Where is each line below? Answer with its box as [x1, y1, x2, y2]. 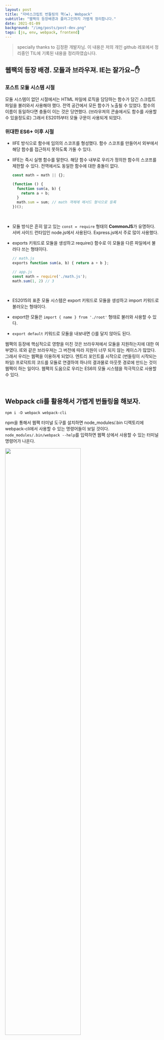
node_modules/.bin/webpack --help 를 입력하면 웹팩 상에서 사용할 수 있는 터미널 [5, 432, 159, 438]
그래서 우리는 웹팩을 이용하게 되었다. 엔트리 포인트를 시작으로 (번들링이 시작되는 [5, 353, 157, 359]
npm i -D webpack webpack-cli [5, 411, 67, 416]
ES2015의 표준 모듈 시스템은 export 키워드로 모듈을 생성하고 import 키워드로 [12, 298, 159, 304]
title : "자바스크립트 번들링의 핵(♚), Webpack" [5, 12, 93, 17]
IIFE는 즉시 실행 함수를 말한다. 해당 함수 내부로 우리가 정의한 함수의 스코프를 [12, 157, 157, 163]
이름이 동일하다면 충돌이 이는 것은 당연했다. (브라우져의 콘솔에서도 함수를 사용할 [5, 109, 157, 114]
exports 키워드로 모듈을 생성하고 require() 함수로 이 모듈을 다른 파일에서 [12, 240, 151, 246]
